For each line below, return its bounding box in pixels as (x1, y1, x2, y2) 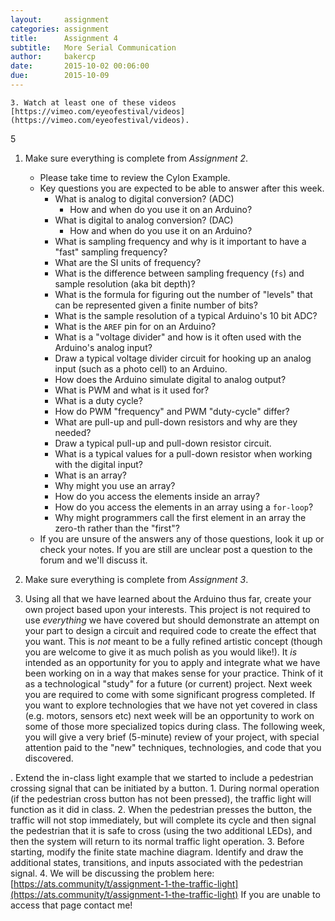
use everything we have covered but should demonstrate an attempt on (24, 614, 320, 626)
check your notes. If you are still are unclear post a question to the (39, 543, 313, 555)
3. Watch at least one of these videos (10, 97, 177, 108)
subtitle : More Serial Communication (10, 42, 177, 53)
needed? (54, 426, 92, 438)
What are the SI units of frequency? (54, 256, 202, 268)
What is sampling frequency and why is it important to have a (54, 235, 307, 247)
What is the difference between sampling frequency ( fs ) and (54, 267, 305, 279)
